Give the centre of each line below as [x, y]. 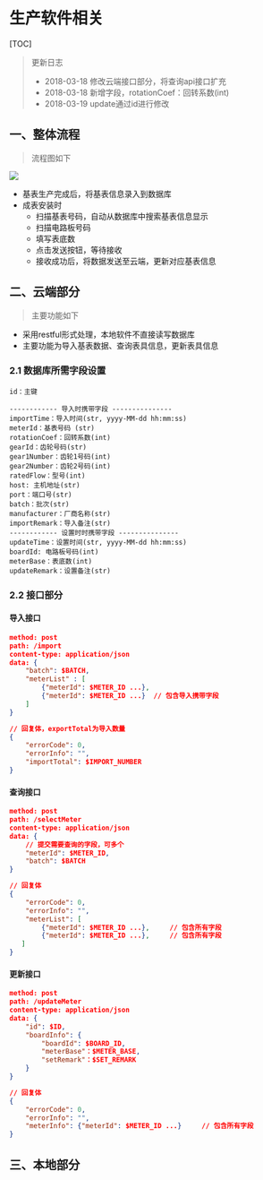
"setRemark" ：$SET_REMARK [89, 1060]
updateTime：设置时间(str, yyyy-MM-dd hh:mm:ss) [98, 542]
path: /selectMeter [46, 820]
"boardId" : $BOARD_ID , [84, 1043]
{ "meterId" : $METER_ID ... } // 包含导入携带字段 [130, 696]
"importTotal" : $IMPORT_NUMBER [84, 762]
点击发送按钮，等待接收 [79, 250]
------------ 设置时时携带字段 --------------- [94, 533]
